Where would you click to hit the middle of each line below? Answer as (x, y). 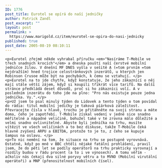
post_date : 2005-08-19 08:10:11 (38, 46)
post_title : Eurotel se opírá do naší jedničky (54, 14)
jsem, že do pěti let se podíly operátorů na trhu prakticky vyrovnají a (81, 148)
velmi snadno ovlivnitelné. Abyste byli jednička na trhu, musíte (73, 123)
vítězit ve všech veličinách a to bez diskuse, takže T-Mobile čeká (76, 127)
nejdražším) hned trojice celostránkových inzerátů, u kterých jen (75, 72)
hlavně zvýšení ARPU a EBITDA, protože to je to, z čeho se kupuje (75, 131)
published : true (21, 41)
